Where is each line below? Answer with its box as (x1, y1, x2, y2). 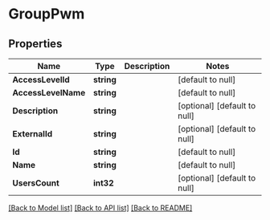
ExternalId (12, 128, 53, 139)
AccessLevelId (12, 74, 70, 85)
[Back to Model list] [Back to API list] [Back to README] (8, 203, 193, 213)
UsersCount (12, 177, 60, 189)
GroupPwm (8, 5, 85, 23)
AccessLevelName (12, 88, 86, 98)
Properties (8, 37, 63, 51)
